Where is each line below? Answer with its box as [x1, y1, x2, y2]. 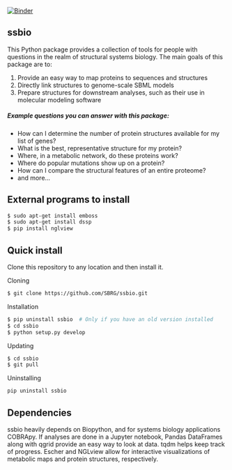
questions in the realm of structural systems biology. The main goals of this [7, 52, 223, 61]
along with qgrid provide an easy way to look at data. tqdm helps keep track [7, 439, 225, 448]
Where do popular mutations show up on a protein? [17, 159, 165, 167]
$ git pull [7, 361, 39, 368]
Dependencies [7, 407, 72, 418]
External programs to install [7, 194, 130, 205]
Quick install [7, 244, 63, 256]
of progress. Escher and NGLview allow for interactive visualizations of [7, 447, 210, 455]
